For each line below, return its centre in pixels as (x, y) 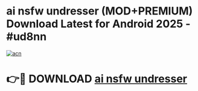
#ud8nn (27, 37)
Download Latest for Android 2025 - (98, 24)
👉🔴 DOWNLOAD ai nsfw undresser (97, 79)
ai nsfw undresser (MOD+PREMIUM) (100, 11)
